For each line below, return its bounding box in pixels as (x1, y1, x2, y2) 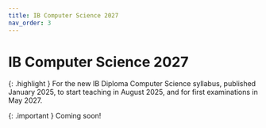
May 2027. (8, 96, 43, 105)
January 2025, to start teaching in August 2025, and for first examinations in (8, 88, 258, 97)
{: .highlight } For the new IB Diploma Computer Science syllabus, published (8, 79, 256, 88)
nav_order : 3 (8, 19, 52, 27)
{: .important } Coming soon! (8, 111, 102, 121)
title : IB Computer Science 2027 (8, 11, 119, 20)
